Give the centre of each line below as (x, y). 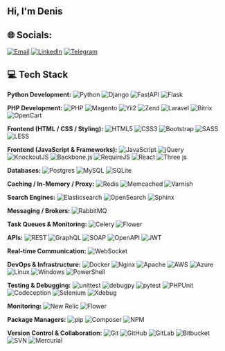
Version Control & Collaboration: (55, 333)
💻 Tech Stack (38, 75)
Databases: (24, 171)
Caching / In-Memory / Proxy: (51, 184)
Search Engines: (31, 198)
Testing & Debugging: (39, 285)
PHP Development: (35, 108)
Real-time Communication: (47, 251)
